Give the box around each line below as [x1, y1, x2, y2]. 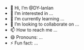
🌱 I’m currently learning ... [10, 16, 65, 21]
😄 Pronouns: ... [10, 34, 43, 40]
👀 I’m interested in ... [10, 10, 53, 16]
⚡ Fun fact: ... [10, 40, 38, 46]
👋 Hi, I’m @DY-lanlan [10, 5, 54, 11]
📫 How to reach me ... [10, 27, 58, 33]
